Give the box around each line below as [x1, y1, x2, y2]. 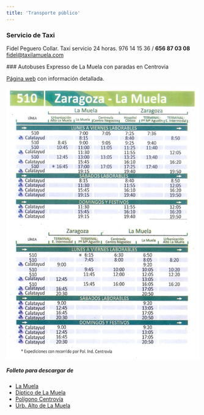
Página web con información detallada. [6, 75, 105, 82]
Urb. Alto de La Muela [15, 402, 71, 409]
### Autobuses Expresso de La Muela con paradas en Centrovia [6, 63, 169, 70]
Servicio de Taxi [6, 31, 55, 39]
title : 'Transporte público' [6, 10, 81, 16]
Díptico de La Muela [15, 389, 66, 396]
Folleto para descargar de [6, 367, 74, 374]
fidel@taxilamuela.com [6, 51, 64, 58]
